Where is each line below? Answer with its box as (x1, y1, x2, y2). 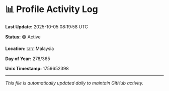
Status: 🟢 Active (5, 33, 41, 40)
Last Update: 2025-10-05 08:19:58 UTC (5, 23, 89, 30)
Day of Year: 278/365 (5, 56, 50, 62)
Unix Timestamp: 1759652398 (5, 65, 69, 71)
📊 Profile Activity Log (5, 4, 98, 15)
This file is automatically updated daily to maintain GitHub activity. (5, 80, 144, 86)
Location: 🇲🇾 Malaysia (5, 45, 54, 52)
